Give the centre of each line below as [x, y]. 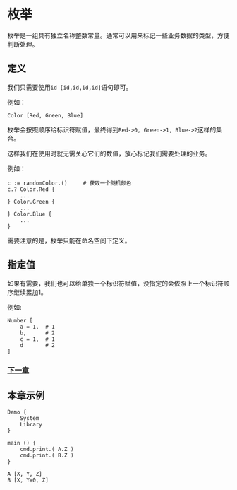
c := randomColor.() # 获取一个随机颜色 [69, 183]
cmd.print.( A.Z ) [47, 450]
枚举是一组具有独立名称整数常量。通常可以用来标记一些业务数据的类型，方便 [119, 35]
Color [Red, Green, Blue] [45, 115]
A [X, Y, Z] [25, 474]
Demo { [17, 412]
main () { [22, 443]
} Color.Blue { [30, 214]
